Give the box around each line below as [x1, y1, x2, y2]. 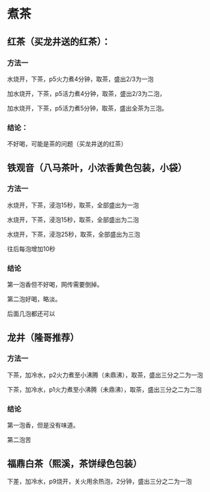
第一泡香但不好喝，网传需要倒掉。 [7, 281, 103, 289]
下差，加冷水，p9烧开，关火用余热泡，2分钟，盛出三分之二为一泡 [7, 477, 192, 485]
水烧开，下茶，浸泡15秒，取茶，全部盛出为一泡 [7, 200, 139, 209]
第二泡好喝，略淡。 [7, 295, 62, 303]
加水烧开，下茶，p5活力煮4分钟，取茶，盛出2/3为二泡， [7, 89, 166, 97]
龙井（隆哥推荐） [7, 331, 79, 343]
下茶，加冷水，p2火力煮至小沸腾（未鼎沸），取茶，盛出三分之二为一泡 [7, 371, 204, 379]
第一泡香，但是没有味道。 [7, 421, 79, 430]
